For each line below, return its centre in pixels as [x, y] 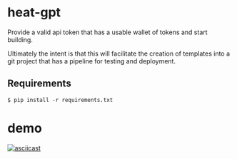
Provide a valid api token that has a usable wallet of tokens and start [108, 32]
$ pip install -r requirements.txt [60, 100]
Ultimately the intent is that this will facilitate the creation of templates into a [119, 53]
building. [20, 39]
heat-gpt [34, 12]
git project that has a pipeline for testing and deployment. [92, 61]
